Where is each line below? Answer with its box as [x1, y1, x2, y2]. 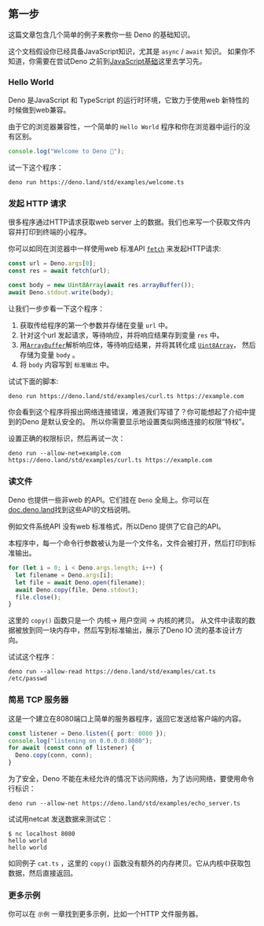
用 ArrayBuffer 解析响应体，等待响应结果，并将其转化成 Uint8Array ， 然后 [19, 340, 257, 349]
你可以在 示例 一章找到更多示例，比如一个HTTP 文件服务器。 [8, 909, 203, 919]
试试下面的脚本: [8, 376, 59, 386]
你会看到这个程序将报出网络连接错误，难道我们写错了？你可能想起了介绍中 [8, 407, 249, 416]
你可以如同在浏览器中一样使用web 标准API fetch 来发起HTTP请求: [8, 244, 222, 253]
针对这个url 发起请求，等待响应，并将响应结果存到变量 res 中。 [19, 330, 224, 340]
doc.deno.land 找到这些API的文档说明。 [8, 505, 135, 515]
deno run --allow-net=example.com [8, 449, 122, 457]
